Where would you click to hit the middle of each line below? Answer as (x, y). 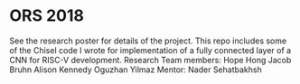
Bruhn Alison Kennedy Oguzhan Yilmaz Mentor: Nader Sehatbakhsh (136, 70)
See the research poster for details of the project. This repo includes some (148, 41)
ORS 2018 (47, 16)
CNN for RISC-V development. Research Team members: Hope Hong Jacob (150, 60)
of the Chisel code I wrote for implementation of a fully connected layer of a (150, 50)
